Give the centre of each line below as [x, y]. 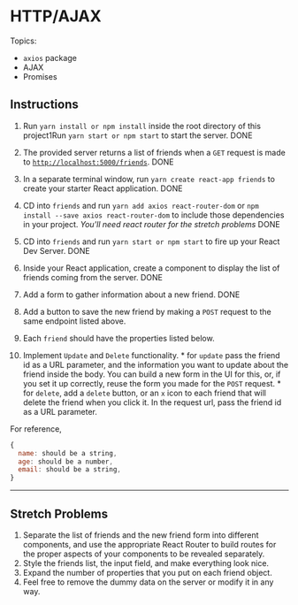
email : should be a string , [70, 470]
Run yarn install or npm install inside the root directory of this [142, 126]
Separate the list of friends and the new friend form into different [141, 535]
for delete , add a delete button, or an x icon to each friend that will [144, 393]
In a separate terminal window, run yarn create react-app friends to [149, 179]
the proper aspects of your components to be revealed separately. [144, 554]
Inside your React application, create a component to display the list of [151, 268]
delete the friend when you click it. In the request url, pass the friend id [152, 402]
